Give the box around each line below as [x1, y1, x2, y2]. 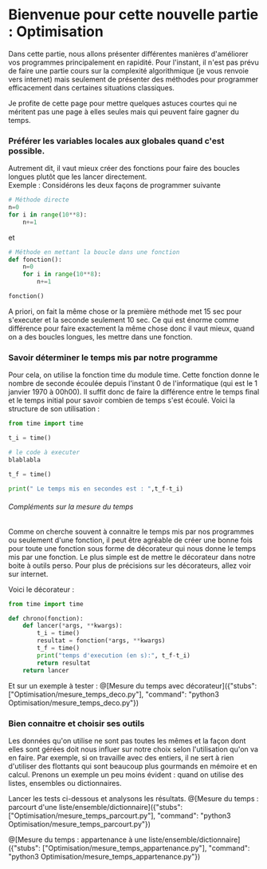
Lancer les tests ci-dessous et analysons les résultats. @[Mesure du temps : [8, 793, 259, 804]
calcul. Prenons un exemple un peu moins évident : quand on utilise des [8, 769, 245, 780]
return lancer [22, 666, 69, 674]
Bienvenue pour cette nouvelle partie [8, 6, 259, 24]
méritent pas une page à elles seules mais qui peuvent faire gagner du [8, 106, 239, 117]
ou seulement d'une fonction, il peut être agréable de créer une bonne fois [8, 535, 253, 545]
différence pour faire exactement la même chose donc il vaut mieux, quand [8, 323, 255, 333]
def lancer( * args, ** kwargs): [22, 621, 124, 630]
